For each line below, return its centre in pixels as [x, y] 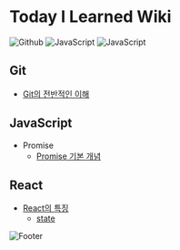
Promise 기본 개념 [69, 156]
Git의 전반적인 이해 [56, 94]
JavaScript [41, 124]
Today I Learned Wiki [90, 17]
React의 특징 [45, 208]
